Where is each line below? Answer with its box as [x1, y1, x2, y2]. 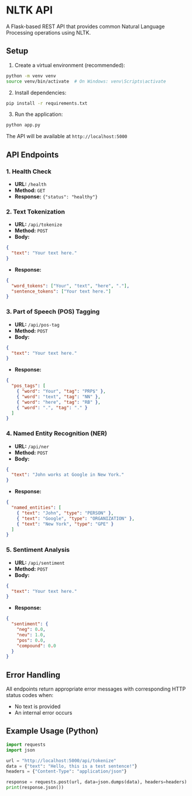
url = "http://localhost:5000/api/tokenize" [6, 757, 116, 764]
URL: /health [14, 180, 47, 187]
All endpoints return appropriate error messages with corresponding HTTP [6, 685, 186, 692]
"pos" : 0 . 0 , [16, 637, 46, 643]
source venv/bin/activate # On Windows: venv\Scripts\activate [6, 78, 166, 84]
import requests [6, 742, 46, 747]
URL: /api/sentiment [14, 559, 66, 566]
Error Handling [6, 670, 60, 680]
